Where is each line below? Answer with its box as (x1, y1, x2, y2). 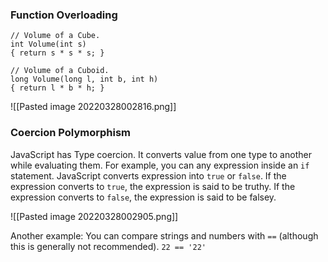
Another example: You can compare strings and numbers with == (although (10, 229, 319, 242)
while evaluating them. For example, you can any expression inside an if (10, 159, 310, 171)
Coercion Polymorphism (10, 126, 132, 140)
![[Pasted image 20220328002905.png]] (10, 210, 179, 222)
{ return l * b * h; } (10, 83, 105, 93)
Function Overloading (10, 8, 118, 22)
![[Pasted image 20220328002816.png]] (10, 101, 177, 113)
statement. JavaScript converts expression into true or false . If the (10, 169, 287, 182)
